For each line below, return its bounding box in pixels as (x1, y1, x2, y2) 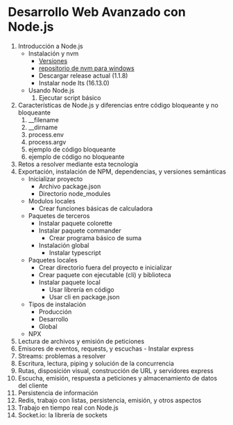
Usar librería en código (49, 285, 114, 294)
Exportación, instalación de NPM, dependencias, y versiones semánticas (17, 167, 226, 176)
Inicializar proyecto (28, 174, 83, 183)
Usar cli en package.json (49, 292, 120, 301)
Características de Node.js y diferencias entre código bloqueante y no (17, 101, 219, 109)
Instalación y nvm (28, 49, 79, 58)
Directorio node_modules (38, 189, 111, 198)
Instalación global (38, 241, 89, 249)
